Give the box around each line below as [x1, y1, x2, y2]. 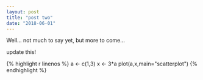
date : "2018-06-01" [6, 20, 56, 26]
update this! [6, 48, 37, 56]
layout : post [6, 8, 40, 15]
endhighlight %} [6, 67, 47, 74]
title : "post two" [6, 15, 53, 21]
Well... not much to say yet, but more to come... [6, 37, 125, 44]
